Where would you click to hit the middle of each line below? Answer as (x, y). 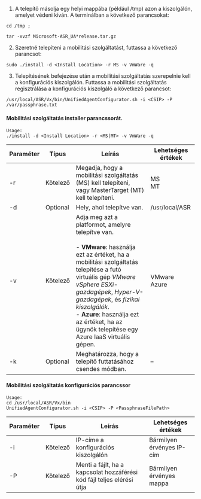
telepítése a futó (98, 270)
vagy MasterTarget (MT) (110, 190)
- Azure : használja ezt (107, 315)
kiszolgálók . (92, 307)
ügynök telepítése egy (107, 330)
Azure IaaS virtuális (103, 337)
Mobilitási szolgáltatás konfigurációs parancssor (68, 385)
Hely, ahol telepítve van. (109, 208)
